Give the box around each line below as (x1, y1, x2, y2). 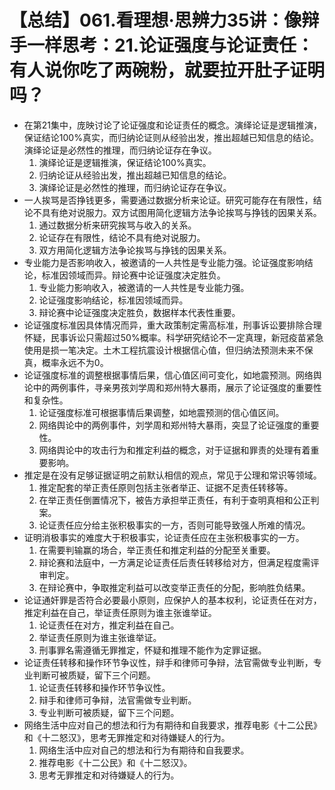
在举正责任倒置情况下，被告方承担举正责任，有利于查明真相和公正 (38, 494, 311, 506)
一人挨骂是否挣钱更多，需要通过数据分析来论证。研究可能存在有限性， (23, 194, 314, 206)
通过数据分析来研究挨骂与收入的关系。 (38, 219, 197, 231)
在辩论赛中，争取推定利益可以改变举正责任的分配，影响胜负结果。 (38, 581, 311, 593)
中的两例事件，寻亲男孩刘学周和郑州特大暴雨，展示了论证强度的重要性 (32, 381, 322, 393)
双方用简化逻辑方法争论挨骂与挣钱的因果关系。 (38, 244, 232, 256)
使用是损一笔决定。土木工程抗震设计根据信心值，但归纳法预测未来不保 (23, 344, 314, 356)
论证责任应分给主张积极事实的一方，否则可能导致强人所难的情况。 (38, 519, 311, 531)
